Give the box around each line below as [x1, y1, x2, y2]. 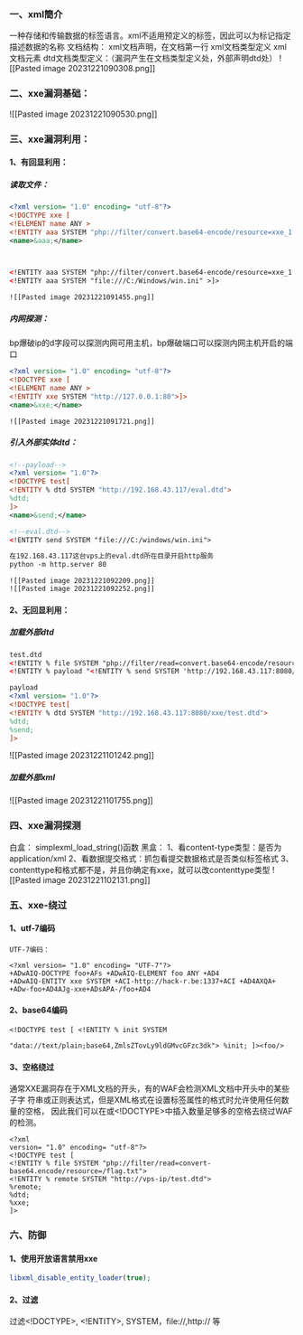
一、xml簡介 [9, 7, 63, 20]
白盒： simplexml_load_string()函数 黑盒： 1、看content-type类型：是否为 [9, 841, 282, 852]
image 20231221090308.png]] [42, 63, 156, 74]
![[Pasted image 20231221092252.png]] [9, 585, 155, 594]
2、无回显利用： [9, 604, 70, 616]
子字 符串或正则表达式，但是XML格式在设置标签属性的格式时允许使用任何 [9, 1095, 282, 1105]
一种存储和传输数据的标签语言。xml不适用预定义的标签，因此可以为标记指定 [9, 30, 291, 42]
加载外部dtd [9, 626, 54, 638]
